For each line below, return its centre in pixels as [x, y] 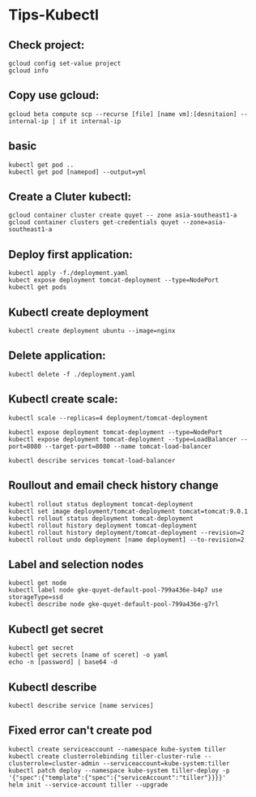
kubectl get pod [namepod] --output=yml [78, 172]
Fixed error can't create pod [80, 731]
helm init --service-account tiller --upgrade [88, 785]
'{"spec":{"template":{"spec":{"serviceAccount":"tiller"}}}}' [117, 778]
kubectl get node [38, 583]
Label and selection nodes [76, 564]
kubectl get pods [38, 287]
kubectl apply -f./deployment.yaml [68, 274]
